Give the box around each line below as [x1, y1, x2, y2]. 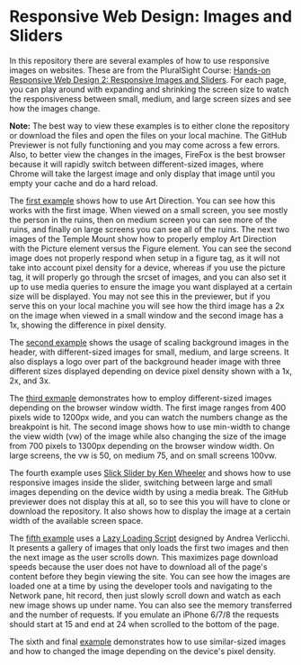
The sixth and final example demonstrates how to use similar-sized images [9, 636, 286, 647]
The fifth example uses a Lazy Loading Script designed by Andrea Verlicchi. [9, 533, 290, 544]
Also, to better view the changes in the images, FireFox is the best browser [9, 148, 286, 159]
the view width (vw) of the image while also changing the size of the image [9, 430, 287, 442]
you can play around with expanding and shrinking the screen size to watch [9, 84, 289, 94]
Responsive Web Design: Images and [9, 6, 293, 27]
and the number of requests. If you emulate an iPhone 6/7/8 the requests [9, 609, 279, 620]
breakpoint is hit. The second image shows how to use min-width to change [9, 421, 290, 432]
